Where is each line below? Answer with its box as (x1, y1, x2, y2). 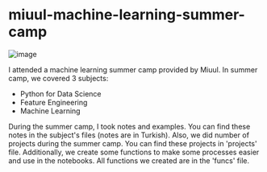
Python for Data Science (19, 88, 102, 98)
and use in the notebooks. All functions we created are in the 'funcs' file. (8, 155, 250, 166)
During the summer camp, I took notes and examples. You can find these (8, 121, 251, 131)
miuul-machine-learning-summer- (8, 6, 246, 24)
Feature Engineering (19, 97, 88, 107)
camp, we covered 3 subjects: (8, 73, 109, 83)
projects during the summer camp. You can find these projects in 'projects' (8, 138, 257, 148)
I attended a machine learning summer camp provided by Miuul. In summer (8, 64, 258, 74)
